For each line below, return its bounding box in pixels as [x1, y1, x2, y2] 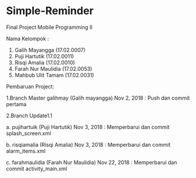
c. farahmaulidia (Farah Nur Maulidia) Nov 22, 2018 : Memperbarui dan [6, 159, 178, 166]
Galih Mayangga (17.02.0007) [14, 46, 86, 54]
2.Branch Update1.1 [6, 112, 53, 119]
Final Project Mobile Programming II [6, 24, 93, 31]
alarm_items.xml [6, 147, 46, 154]
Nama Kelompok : [6, 35, 49, 42]
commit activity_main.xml [6, 165, 68, 172]
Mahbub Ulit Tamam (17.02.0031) [14, 71, 94, 78]
